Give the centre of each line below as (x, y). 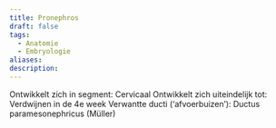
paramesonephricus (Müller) (63, 113)
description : (34, 69)
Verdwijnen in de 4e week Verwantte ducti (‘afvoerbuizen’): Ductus (135, 103)
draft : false (34, 26)
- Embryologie (44, 52)
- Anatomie (38, 43)
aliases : (26, 60)
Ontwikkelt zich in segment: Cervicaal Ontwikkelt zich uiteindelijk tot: (138, 94)
